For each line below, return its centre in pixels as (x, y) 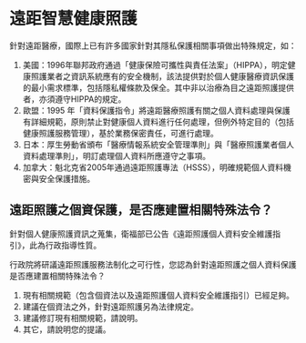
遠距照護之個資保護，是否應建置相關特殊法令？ (141, 210)
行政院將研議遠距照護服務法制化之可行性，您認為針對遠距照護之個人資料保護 (153, 264)
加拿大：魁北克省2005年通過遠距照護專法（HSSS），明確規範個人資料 (153, 167)
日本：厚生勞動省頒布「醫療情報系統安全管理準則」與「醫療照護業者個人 (158, 144)
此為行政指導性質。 (65, 245)
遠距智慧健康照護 (74, 19)
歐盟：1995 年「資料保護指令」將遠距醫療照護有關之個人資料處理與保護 (157, 110)
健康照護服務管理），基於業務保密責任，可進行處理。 (120, 133)
